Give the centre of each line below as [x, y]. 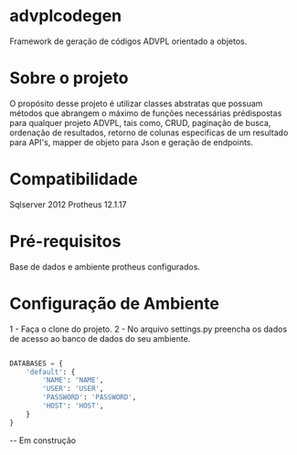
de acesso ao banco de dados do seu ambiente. [100, 338]
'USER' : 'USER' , [73, 389]
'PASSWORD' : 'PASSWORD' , [90, 397]
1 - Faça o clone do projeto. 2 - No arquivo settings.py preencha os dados [148, 329]
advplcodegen [65, 16]
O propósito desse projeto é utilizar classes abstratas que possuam [136, 103]
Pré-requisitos [65, 241]
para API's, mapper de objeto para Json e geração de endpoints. [132, 142]
